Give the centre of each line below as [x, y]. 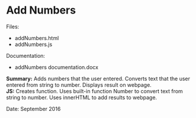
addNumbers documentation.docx [57, 67]
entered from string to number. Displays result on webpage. [79, 85]
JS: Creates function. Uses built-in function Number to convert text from [95, 91]
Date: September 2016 [33, 109]
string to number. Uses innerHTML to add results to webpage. [82, 97]
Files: [13, 27]
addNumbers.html [37, 38]
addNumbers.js [33, 44]
